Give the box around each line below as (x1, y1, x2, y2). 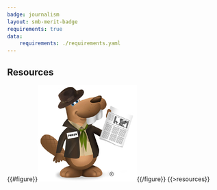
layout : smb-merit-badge (7, 18, 78, 25)
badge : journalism (7, 11, 60, 18)
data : (7, 33, 23, 40)
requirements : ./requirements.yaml (19, 40, 121, 47)
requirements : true (7, 25, 63, 32)
